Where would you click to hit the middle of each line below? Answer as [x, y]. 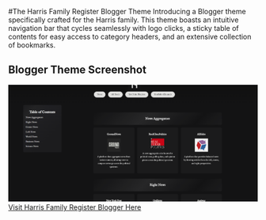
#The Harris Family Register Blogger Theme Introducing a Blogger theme [127, 11]
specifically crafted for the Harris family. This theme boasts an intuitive [123, 20]
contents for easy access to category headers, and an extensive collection [130, 36]
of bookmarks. [32, 45]
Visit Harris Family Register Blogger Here [75, 207]
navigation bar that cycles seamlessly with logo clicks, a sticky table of [123, 28]
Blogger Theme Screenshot [77, 70]
